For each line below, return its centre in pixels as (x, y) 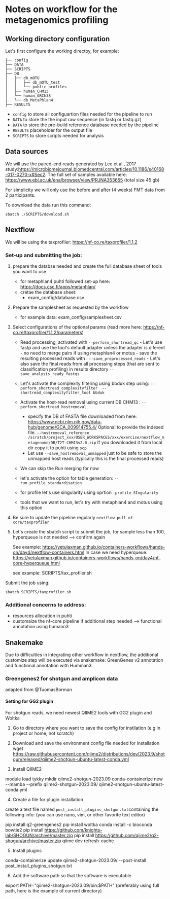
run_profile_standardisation (51, 483)
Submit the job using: (27, 583)
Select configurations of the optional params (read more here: (77, 327)
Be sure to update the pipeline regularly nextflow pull (69, 517)
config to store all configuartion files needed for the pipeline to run (82, 114)
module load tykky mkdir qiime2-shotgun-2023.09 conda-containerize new (84, 779)
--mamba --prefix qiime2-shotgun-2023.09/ (52, 784)
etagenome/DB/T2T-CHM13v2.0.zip (62, 443)
